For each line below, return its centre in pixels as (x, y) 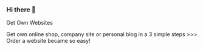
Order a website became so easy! (49, 41)
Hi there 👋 (21, 10)
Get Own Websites (30, 23)
